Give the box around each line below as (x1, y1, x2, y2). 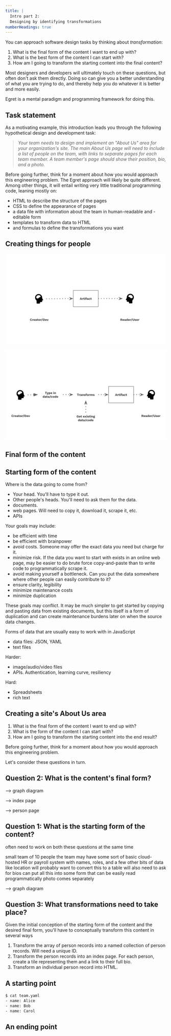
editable (12, 214, 30, 220)
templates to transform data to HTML (12, 219, 91, 226)
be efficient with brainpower (12, 538, 72, 544)
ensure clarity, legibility (12, 582, 62, 588)
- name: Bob (5, 1003, 31, 1009)
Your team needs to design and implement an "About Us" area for (17, 140, 157, 146)
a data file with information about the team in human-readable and (12, 209, 152, 215)
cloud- (138, 853, 152, 859)
